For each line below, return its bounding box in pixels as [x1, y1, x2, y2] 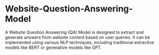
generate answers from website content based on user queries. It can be [5, 34, 150, 40]
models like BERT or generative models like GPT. [5, 44, 102, 50]
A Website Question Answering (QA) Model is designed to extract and [5, 29, 144, 35]
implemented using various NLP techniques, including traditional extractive [5, 39, 154, 45]
